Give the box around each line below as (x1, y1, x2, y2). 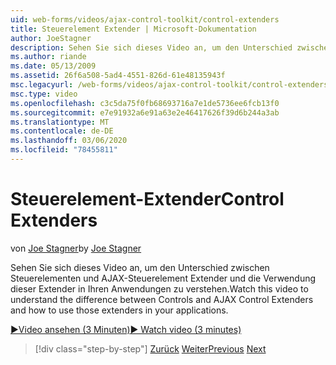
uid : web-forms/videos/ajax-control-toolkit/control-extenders (10, 14, 280, 25)
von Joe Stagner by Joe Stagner (10, 242, 142, 254)
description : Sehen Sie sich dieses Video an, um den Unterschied (10, 42, 293, 53)
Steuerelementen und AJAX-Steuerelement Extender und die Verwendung (10, 272, 317, 284)
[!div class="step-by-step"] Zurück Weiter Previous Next (34, 342, 267, 355)
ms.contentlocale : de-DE (10, 126, 114, 136)
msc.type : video (10, 89, 78, 99)
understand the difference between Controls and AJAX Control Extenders (10, 293, 314, 305)
